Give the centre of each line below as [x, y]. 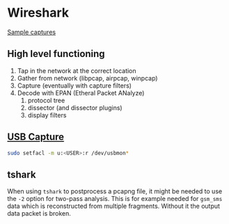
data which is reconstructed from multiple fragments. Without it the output [114, 206]
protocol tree [46, 100]
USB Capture [36, 137]
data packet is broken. [39, 214]
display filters [47, 115]
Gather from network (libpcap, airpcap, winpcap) [87, 78]
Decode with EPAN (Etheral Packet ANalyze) [81, 93]
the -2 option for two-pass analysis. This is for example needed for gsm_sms [115, 199]
